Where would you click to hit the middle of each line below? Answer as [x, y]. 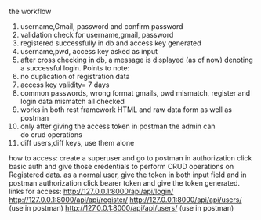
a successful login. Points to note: [75, 68]
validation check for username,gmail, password [97, 35]
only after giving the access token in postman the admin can [118, 126]
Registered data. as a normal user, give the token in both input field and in [128, 175]
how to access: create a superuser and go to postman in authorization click [130, 158]
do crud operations [51, 135]
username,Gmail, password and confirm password [101, 26]
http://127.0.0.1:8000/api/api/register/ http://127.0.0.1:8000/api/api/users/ [125, 200]
